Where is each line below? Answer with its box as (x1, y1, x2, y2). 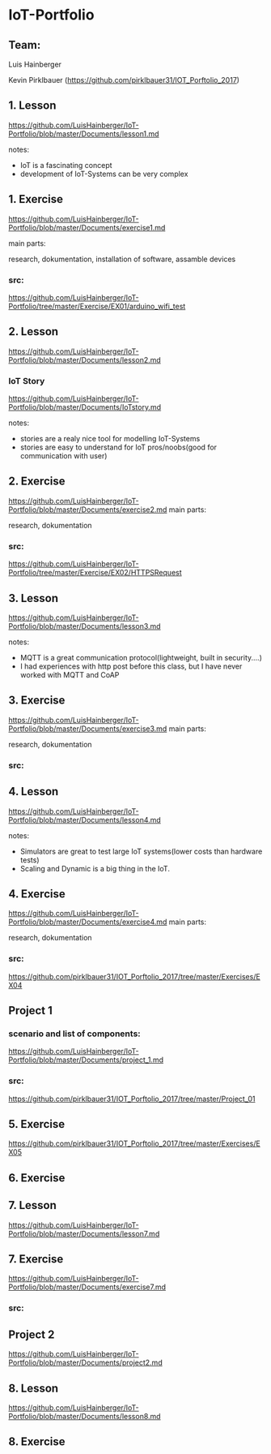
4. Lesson (8, 785, 59, 798)
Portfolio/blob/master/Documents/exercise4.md (8, 917, 167, 927)
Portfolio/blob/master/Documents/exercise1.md (8, 222, 166, 232)
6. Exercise (8, 1171, 66, 1185)
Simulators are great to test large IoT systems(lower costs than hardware (19, 846, 263, 856)
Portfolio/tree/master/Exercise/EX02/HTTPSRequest (8, 568, 182, 578)
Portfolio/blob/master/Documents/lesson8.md (8, 1411, 161, 1421)
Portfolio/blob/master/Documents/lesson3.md (8, 621, 161, 630)
